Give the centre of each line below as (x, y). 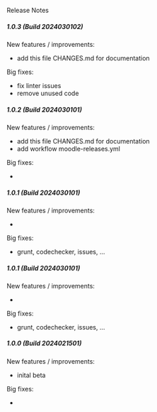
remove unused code (48, 93)
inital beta (31, 375)
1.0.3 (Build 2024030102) (45, 26)
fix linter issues (39, 85)
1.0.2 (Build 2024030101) (45, 109)
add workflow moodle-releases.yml (69, 148)
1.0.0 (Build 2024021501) (44, 343)
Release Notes (28, 10)
